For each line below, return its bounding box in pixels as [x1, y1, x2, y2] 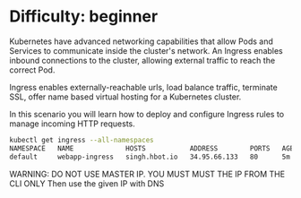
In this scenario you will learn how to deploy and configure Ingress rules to [9, 108, 285, 119]
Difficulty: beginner [9, 6, 159, 27]
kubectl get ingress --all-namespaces [9, 135, 154, 144]
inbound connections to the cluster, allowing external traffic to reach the [9, 55, 276, 65]
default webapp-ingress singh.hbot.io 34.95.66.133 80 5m [9, 152, 291, 161]
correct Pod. [9, 65, 56, 75]
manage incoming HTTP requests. [9, 118, 136, 129]
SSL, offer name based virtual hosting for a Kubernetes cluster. [9, 91, 242, 102]
